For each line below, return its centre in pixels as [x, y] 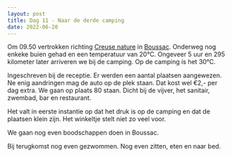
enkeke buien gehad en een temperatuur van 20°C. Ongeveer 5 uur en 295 [116, 54]
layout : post [26, 14]
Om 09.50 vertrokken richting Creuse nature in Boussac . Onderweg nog [112, 47]
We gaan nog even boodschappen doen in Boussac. [83, 133]
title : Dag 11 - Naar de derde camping [66, 20]
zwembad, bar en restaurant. [49, 98]
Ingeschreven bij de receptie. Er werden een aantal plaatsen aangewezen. [115, 75]
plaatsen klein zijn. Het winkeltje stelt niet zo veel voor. [87, 119]
